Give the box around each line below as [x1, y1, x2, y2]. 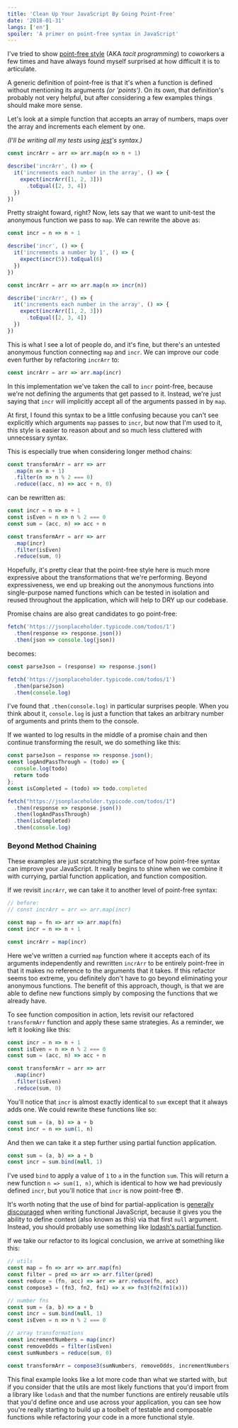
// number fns [7, 1297, 50, 1304]
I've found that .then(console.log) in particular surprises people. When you [7, 702, 229, 710]
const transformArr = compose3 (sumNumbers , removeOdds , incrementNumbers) [7, 1362, 233, 1369]
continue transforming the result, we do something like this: [7, 738, 181, 747]
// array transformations [7, 1329, 84, 1337]
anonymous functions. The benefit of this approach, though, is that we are [7, 981, 225, 990]
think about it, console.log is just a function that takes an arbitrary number [7, 709, 225, 718]
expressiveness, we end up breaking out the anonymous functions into [7, 581, 215, 590]
